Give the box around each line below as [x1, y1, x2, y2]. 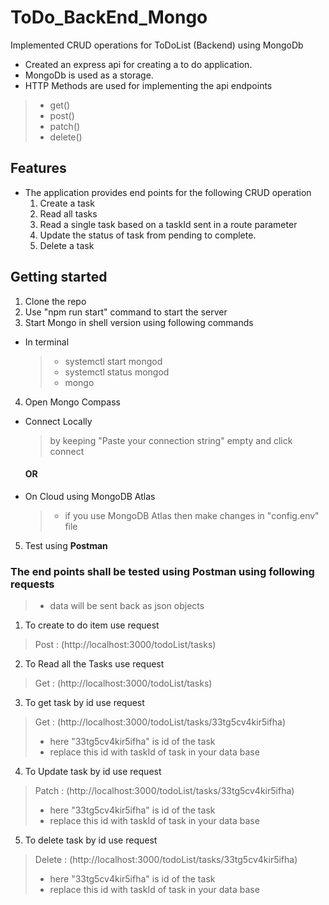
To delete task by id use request [24, 834, 158, 846]
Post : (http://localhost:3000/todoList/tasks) [34, 639, 217, 651]
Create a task [39, 197, 95, 209]
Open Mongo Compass [24, 396, 121, 408]
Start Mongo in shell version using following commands [24, 316, 254, 328]
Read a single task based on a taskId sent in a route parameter [39, 218, 298, 230]
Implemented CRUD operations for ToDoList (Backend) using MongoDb [10, 39, 304, 51]
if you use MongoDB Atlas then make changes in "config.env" [64, 509, 320, 521]
